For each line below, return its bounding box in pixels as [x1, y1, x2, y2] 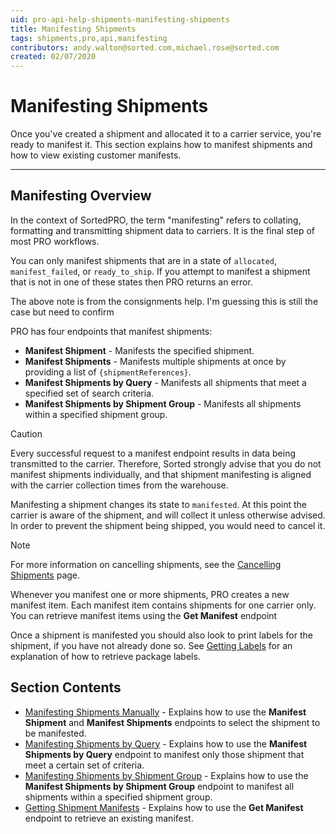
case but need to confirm [10, 306, 115, 318]
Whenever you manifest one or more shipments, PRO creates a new [10, 588, 290, 600]
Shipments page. [10, 569, 81, 581]
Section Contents [10, 679, 122, 696]
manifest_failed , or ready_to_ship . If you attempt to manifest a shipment [10, 265, 311, 277]
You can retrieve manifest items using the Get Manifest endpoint [10, 609, 278, 621]
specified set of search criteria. [24, 387, 155, 399]
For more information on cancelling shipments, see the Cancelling [10, 558, 282, 570]
